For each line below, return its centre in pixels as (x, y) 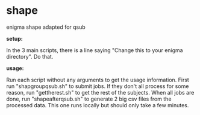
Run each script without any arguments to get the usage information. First (98, 80)
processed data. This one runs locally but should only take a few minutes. (98, 105)
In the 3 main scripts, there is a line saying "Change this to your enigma (95, 50)
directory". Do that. (30, 56)
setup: (14, 38)
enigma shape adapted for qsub (46, 27)
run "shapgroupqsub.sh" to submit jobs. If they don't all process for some (98, 86)
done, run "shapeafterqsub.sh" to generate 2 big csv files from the (89, 99)
